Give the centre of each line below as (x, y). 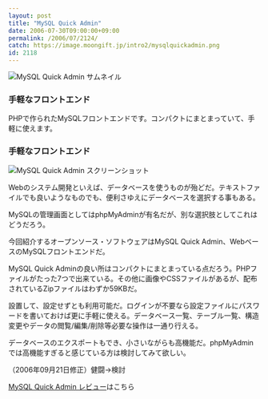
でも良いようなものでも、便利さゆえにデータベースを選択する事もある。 (141, 197)
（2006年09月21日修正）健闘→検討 (67, 369)
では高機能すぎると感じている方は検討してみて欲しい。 (99, 353)
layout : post (30, 16)
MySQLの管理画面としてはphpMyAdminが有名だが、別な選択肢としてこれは (133, 214)
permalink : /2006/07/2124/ (53, 38)
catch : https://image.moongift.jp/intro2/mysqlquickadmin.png (114, 46)
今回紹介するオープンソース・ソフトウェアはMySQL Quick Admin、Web (127, 241)
